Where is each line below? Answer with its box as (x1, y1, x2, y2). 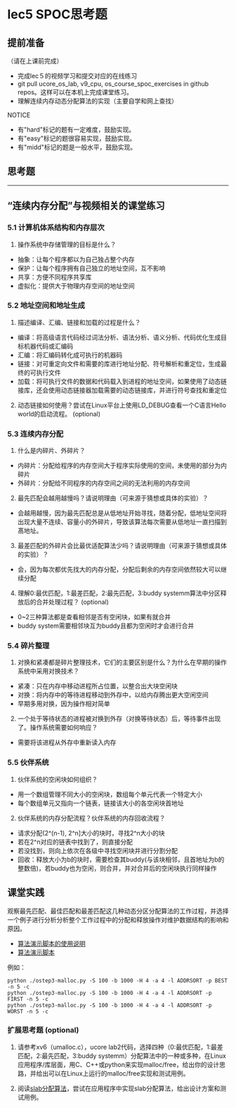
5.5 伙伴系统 (7, 758, 49, 768)
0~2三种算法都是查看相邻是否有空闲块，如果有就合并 (17, 613, 171, 621)
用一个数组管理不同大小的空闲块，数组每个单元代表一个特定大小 (17, 790, 202, 798)
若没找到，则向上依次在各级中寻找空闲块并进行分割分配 (17, 846, 178, 854)
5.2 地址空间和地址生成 (7, 301, 86, 311)
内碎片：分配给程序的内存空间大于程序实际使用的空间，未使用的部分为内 (17, 461, 227, 470)
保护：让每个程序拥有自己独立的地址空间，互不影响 (17, 263, 166, 272)
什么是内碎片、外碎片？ (17, 447, 86, 455)
